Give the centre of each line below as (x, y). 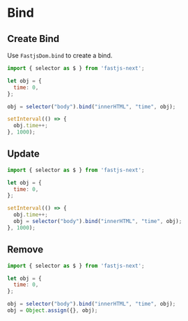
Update (24, 154)
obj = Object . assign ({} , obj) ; (53, 311)
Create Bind (33, 39)
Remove (25, 250)
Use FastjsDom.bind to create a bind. (60, 55)
